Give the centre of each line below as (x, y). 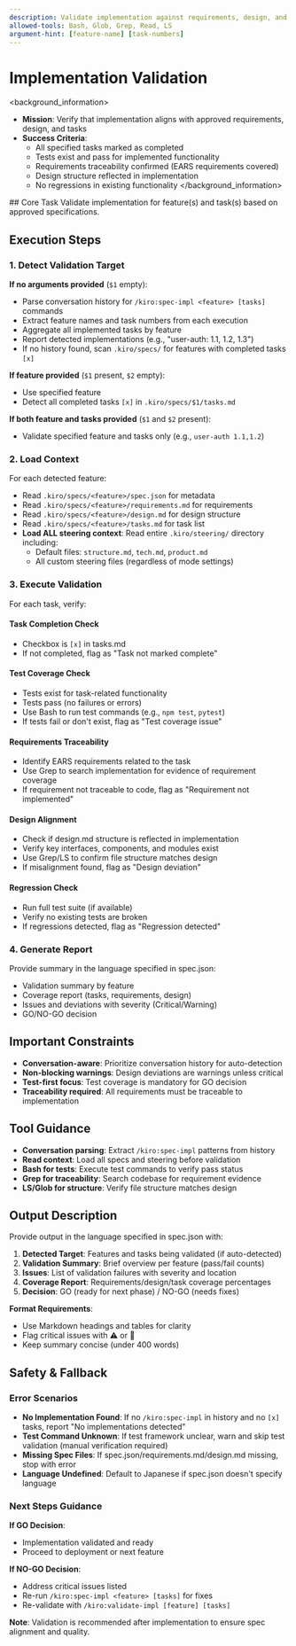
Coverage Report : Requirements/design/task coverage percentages (147, 1283)
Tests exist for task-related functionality (94, 693)
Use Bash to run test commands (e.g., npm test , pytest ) (124, 712)
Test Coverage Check (50, 674)
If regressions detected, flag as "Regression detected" (121, 926)
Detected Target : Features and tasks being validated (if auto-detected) (152, 1254)
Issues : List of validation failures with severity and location (129, 1273)
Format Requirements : (51, 1309)
